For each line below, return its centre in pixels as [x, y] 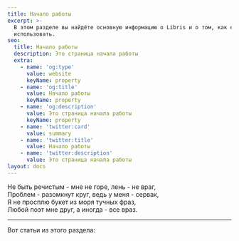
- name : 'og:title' [49, 87]
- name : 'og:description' [59, 107]
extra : [23, 61]
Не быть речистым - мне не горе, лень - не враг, [82, 187]
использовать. [34, 34]
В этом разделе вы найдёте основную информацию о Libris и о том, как [121, 27]
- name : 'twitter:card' [55, 127]
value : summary [49, 133]
